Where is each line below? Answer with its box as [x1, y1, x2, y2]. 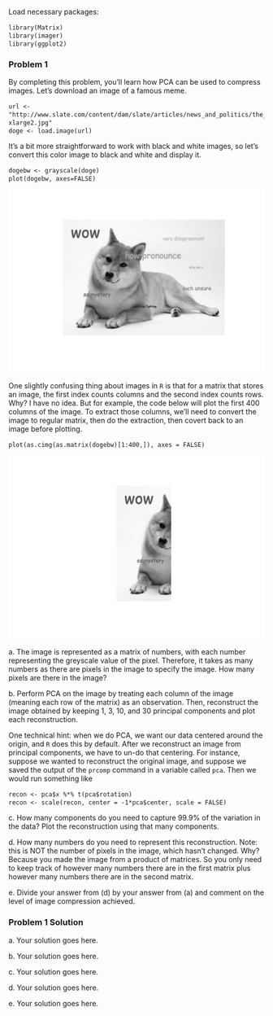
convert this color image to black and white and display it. [8, 150, 201, 160]
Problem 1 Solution [8, 917, 84, 928]
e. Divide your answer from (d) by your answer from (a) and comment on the [8, 887, 265, 898]
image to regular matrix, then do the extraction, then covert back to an [8, 415, 244, 426]
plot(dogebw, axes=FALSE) [8, 175, 96, 183]
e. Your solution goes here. [8, 998, 99, 1008]
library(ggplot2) [8, 40, 67, 48]
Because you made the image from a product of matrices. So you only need [8, 855, 262, 865]
